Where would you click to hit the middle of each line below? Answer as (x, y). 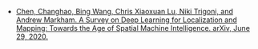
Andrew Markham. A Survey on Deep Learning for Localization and (127, 20)
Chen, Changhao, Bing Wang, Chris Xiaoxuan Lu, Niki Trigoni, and (125, 11)
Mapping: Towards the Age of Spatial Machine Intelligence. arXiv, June (133, 28)
